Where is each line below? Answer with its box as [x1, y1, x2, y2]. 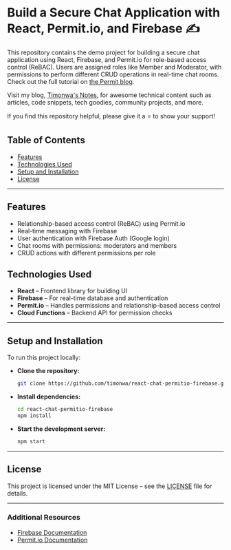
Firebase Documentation [16, 528, 87, 536]
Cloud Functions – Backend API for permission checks [16, 308, 173, 317]
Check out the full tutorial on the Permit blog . [7, 77, 135, 85]
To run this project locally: [7, 353, 81, 362]
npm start [16, 438, 46, 445]
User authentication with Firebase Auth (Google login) [16, 234, 170, 242]
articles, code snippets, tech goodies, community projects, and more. [7, 98, 204, 106]
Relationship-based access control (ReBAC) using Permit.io [16, 219, 186, 228]
